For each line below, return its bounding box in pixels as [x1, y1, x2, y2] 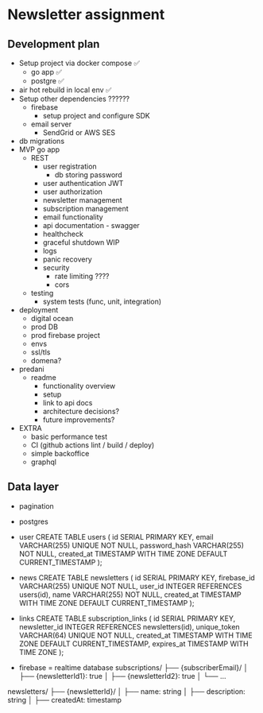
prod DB [30, 322, 59, 331]
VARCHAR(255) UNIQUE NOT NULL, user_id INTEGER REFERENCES [18, 581, 242, 591]
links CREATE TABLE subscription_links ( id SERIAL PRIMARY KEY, [18, 614, 236, 623]
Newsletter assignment [7, 6, 165, 24]
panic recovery [42, 254, 92, 264]
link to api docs [42, 398, 93, 407]
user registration [42, 161, 97, 171]
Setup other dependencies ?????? [18, 94, 130, 103]
